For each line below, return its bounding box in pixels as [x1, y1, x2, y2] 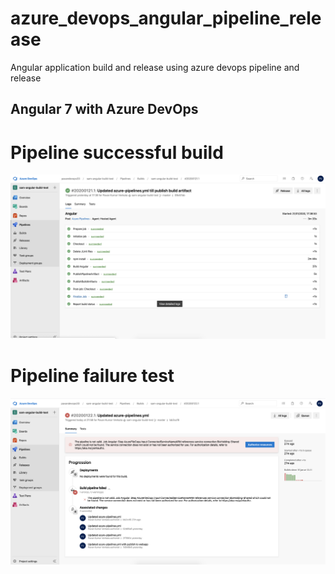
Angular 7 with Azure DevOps [10, 101, 199, 118]
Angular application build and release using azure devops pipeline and [10, 61, 300, 73]
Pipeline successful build [10, 141, 224, 164]
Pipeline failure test [10, 365, 175, 387]
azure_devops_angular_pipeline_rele [10, 7, 322, 30]
